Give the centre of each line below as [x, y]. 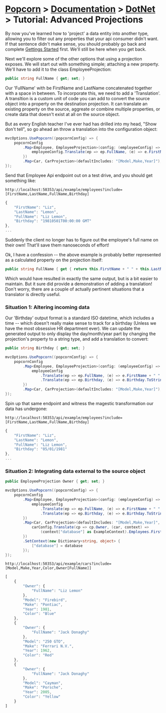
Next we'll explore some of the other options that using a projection [74, 59]
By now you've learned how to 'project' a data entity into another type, [77, 33]
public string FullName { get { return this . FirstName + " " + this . [78, 269]
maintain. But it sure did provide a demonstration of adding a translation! [79, 284]
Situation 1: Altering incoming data [47, 307]
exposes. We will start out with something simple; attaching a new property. [82, 64]
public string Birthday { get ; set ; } [45, 348]
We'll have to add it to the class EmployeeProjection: [59, 69]
